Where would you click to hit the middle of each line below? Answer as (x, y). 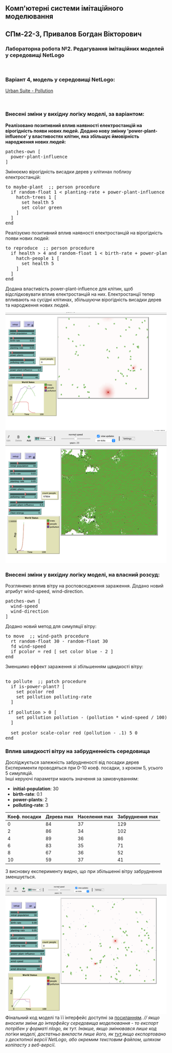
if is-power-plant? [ (38, 687)
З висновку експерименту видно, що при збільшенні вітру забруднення (84, 871)
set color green (42, 207)
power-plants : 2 (30, 800)
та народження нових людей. (38, 305)
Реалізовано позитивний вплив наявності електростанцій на (74, 125)
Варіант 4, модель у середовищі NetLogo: (60, 79)
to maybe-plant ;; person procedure (53, 187)
